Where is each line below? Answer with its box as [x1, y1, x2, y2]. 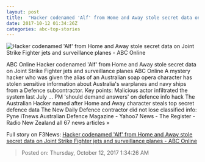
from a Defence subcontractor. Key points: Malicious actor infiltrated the [6, 86, 188, 94]
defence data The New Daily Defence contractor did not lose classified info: [6, 106, 197, 113]
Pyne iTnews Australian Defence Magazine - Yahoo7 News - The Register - [6, 113, 195, 120]
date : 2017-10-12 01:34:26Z [6, 20, 78, 26]
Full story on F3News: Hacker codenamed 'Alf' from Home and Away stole [6, 131, 193, 138]
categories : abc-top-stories [6, 26, 81, 32]
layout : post [6, 9, 40, 15]
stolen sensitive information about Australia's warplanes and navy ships [6, 80, 187, 88]
